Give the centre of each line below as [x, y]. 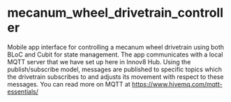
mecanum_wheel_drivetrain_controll [115, 13]
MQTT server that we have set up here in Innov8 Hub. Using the [99, 61]
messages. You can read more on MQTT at [69, 84]
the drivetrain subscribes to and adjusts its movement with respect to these [115, 76]
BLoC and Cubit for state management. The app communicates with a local [115, 54]
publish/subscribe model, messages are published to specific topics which [114, 69]
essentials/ [23, 92]
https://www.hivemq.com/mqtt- [177, 84]
